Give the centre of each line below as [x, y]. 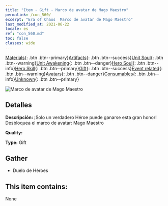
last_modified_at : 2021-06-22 [37, 24]
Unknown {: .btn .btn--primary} [47, 79]
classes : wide [20, 43]
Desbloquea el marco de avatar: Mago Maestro [55, 123]
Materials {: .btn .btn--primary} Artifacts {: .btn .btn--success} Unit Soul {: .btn [85, 57]
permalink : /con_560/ [28, 15]
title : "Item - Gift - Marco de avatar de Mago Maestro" [67, 10]
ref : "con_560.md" [25, 34]
